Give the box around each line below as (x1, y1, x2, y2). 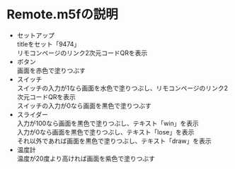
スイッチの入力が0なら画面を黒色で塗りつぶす (16, 101, 151, 110)
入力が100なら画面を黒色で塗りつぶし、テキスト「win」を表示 (16, 119, 199, 127)
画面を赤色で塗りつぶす (16, 66, 86, 75)
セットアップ (16, 31, 55, 39)
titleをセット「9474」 (16, 39, 81, 48)
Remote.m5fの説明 (6, 6, 118, 23)
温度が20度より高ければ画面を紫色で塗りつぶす (16, 154, 156, 163)
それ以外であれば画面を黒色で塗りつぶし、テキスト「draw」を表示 (16, 137, 212, 145)
